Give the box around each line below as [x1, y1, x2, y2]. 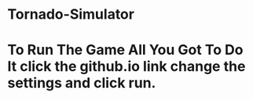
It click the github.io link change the [7, 58, 246, 76]
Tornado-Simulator [7, 5, 135, 23]
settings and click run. [7, 74, 156, 92]
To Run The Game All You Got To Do [7, 41, 244, 59]
